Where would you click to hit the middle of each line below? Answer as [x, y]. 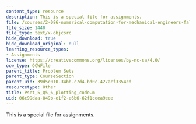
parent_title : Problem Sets [40, 71]
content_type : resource [35, 11]
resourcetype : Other [31, 87]
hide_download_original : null [43, 44]
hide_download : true [31, 38]
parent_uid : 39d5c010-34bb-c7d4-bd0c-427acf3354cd [69, 82]
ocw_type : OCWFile [28, 65]
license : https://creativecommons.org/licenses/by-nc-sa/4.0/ [83, 60]
